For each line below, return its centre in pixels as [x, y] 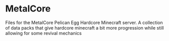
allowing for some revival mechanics [44, 33]
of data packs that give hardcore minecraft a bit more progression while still [84, 27]
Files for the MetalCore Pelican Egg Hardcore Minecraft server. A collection [84, 22]
